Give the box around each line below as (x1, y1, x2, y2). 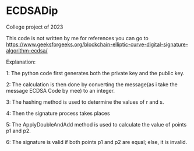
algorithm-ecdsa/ (6, 47, 48, 54)
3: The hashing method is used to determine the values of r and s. (6, 98, 164, 106)
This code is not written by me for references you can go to (6, 34, 149, 41)
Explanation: (6, 58, 36, 65)
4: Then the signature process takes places (6, 110, 110, 117)
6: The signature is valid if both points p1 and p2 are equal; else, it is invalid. (6, 138, 188, 145)
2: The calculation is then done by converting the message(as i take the (6, 80, 178, 88)
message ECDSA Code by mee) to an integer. (6, 87, 115, 94)
